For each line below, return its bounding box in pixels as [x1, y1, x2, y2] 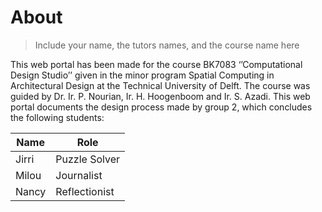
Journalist [55, 168, 103, 182]
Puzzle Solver [55, 152, 121, 166]
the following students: [10, 111, 105, 123]
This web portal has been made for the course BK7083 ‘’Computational [10, 58, 303, 70]
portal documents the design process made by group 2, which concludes [10, 101, 313, 113]
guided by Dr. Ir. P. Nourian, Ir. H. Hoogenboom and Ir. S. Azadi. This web [10, 90, 311, 102]
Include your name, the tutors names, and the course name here [34, 39, 300, 51]
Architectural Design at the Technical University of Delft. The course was [10, 79, 311, 91]
